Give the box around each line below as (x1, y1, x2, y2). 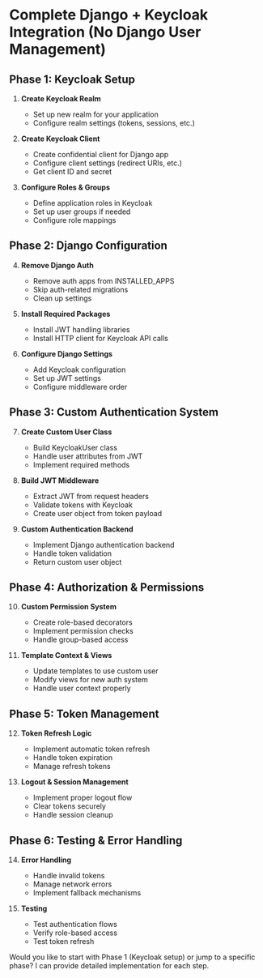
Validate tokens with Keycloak (32, 500, 133, 510)
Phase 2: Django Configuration (9, 239, 168, 253)
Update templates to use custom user (32, 666, 159, 676)
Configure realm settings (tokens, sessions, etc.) (32, 118, 195, 127)
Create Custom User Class (20, 427, 112, 437)
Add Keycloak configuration (32, 365, 126, 374)
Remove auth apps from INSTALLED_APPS (32, 275, 175, 285)
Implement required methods (32, 459, 130, 469)
